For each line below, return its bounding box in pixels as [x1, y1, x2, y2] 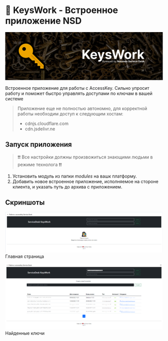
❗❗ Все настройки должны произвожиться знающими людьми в [17, 154, 153, 160]
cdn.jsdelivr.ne [24, 126, 55, 132]
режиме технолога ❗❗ [17, 161, 62, 167]
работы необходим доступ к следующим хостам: [17, 111, 123, 117]
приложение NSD [5, 15, 82, 27]
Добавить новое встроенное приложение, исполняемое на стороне [12, 178, 158, 185]
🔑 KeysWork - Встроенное [5, 5, 118, 16]
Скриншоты [5, 198, 45, 207]
